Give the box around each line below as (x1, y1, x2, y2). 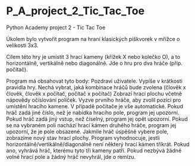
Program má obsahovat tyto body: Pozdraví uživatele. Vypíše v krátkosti (6, 77, 183, 84)
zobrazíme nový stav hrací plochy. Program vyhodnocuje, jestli (6, 134, 161, 141)
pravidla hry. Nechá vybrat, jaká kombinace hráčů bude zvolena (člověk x (6, 83, 186, 90)
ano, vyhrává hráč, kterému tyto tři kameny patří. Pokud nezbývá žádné (6, 147, 182, 154)
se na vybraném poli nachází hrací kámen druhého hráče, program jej (6, 121, 177, 129)
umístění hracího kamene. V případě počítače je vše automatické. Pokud (6, 102, 183, 109)
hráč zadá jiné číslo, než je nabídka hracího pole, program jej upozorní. (6, 109, 180, 116)
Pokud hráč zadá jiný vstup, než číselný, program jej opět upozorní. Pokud (6, 115, 188, 123)
